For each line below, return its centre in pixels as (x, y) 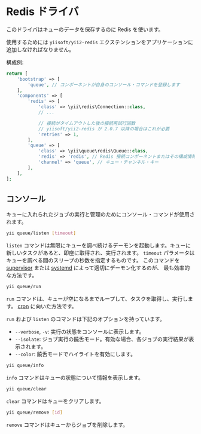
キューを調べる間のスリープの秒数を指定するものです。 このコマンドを (93, 261)
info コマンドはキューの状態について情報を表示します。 (75, 378)
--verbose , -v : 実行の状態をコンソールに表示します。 (80, 332)
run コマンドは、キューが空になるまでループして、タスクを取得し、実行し (97, 299)
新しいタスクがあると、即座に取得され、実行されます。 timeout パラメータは (100, 253)
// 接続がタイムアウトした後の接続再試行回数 (87, 123)
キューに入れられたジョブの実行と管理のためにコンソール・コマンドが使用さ (100, 215)
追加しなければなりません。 (40, 49)
